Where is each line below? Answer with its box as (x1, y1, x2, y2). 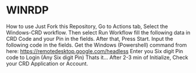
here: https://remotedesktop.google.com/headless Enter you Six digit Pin (6, 47, 184, 54)
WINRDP (6, 4, 49, 17)
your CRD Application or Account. (6, 60, 89, 67)
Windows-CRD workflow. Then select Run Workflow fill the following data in (6, 29, 191, 36)
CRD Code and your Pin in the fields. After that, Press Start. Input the (6, 35, 174, 42)
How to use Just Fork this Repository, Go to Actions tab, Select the (6, 23, 168, 30)
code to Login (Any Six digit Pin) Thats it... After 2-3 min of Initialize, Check (6, 54, 188, 61)
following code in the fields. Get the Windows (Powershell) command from (6, 41, 187, 48)
